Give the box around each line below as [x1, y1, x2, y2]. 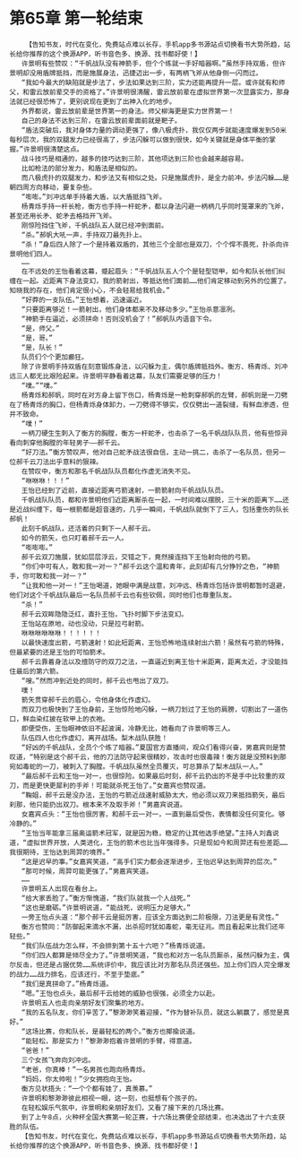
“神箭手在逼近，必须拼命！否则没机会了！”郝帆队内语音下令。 [21, 315, 217, 324]
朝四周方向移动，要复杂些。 [9, 183, 97, 192]
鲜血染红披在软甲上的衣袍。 [21, 714, 110, 723]
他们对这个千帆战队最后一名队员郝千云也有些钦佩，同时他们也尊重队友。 [9, 591, 236, 600]
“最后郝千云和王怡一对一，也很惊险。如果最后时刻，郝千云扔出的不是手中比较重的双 [21, 772, 286, 781]
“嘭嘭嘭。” [21, 543, 54, 552]
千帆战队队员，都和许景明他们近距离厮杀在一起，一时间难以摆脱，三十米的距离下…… [21, 495, 283, 505]
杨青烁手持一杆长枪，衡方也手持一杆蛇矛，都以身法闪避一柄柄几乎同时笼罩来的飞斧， [21, 202, 288, 211]
